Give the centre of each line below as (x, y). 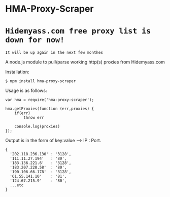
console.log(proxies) (37, 127)
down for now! (35, 40)
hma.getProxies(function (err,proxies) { (50, 109)
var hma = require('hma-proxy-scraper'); (50, 100)
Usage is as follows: (26, 91)
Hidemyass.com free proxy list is (78, 31)
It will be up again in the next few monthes (54, 53)
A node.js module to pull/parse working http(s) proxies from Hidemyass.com (85, 62)
